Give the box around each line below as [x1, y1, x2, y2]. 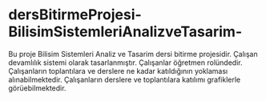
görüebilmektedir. [8, 83, 66, 93]
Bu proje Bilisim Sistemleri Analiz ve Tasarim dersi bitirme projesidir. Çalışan [8, 49, 258, 59]
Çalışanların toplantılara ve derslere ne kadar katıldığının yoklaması [8, 66, 228, 75]
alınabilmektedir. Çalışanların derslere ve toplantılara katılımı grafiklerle [8, 75, 241, 84]
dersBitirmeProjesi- [8, 6, 142, 24]
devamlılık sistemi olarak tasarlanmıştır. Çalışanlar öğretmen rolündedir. [8, 58, 243, 67]
